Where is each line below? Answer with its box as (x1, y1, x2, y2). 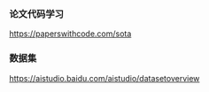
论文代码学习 (9, 7, 65, 19)
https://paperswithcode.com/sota (9, 28, 132, 39)
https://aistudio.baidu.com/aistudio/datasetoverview (9, 73, 200, 83)
